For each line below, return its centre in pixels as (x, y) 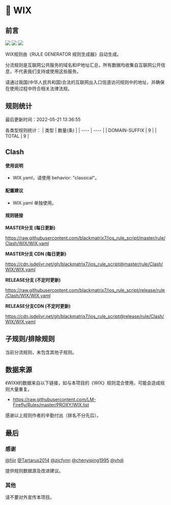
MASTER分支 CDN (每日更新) (36, 254)
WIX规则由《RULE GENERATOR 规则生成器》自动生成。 (63, 54)
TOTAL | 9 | (17, 136)
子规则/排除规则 (30, 339)
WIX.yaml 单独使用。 (35, 203)
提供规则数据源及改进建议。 (34, 471)
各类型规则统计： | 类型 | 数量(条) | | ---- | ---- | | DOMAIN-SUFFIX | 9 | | (81, 130)
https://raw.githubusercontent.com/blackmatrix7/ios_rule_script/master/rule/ (85, 238)
